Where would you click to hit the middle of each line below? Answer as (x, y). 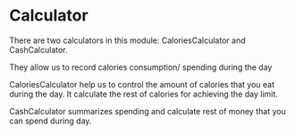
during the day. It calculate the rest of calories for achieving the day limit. (144, 94)
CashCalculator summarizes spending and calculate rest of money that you (147, 111)
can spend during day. (51, 121)
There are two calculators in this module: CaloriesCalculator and (127, 40)
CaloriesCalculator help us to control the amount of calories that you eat (142, 84)
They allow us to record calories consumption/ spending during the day (141, 67)
